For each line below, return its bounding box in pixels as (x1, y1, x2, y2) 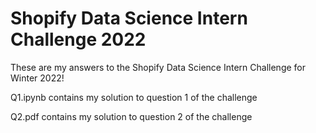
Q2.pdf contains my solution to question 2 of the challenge (10, 110, 253, 122)
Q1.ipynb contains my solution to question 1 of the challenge (10, 91, 258, 103)
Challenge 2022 (10, 28, 147, 51)
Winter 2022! (10, 72, 65, 84)
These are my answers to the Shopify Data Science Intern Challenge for (10, 61, 307, 73)
